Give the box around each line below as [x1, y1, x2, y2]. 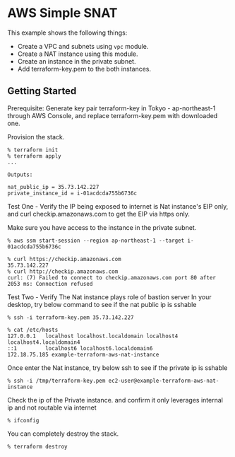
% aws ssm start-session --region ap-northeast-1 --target [7, 237, 185, 244]
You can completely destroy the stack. [7, 429, 119, 438]
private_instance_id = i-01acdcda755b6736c [7, 190, 138, 197]
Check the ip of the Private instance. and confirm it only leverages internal [7, 395, 224, 404]
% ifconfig [7, 417, 40, 424]
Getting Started [7, 85, 77, 97]
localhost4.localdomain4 [7, 338, 80, 346]
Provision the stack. [7, 132, 65, 141]
